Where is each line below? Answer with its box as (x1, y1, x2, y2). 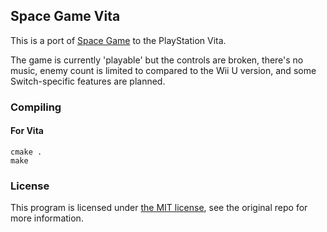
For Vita (10, 125, 44, 137)
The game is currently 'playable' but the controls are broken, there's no (10, 54, 304, 66)
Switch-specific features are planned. (10, 75, 166, 87)
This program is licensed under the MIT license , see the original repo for (10, 202, 308, 214)
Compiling (10, 100, 62, 114)
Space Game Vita (10, 8, 121, 25)
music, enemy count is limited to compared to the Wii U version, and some (10, 64, 317, 76)
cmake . (10, 147, 43, 157)
